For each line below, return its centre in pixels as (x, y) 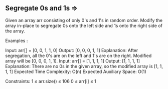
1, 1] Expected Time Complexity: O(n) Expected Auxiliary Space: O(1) (76, 71)
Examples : (17, 40)
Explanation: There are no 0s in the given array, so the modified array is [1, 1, (84, 66)
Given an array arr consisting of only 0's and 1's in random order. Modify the (84, 20)
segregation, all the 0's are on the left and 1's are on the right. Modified (78, 55)
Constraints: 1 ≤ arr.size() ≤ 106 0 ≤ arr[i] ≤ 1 (51, 81)
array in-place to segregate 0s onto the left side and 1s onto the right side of (84, 25)
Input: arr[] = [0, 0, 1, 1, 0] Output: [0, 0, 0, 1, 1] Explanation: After (72, 50)
